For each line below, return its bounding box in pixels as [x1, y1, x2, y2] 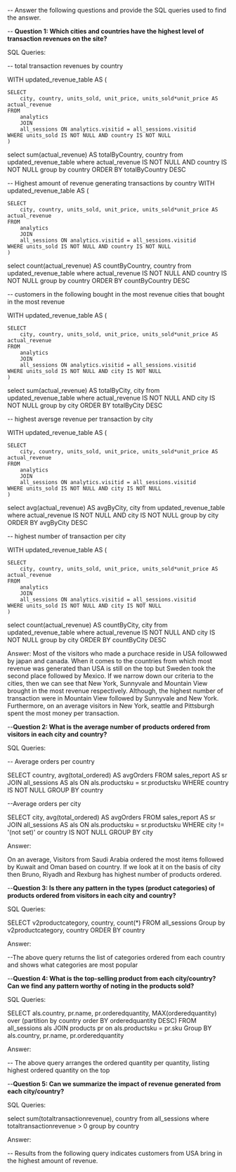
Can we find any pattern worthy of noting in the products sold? [7, 982, 195, 990]
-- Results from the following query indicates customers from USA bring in [7, 1149, 223, 1157]
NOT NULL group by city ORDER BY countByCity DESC [7, 636, 166, 644]
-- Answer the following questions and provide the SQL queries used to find [7, 6, 227, 14]
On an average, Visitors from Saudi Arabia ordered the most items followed [7, 855, 224, 864]
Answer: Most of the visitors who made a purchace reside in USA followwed [7, 649, 228, 658]
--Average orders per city [7, 800, 81, 807]
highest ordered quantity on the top [7, 1066, 110, 1074]
